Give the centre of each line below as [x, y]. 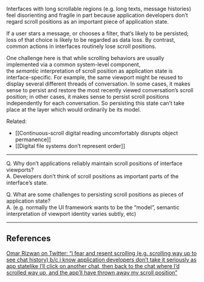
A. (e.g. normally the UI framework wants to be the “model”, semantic [93, 207]
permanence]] [33, 139]
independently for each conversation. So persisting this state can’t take [96, 103]
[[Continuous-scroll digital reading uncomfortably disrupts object [96, 133]
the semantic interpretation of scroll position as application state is [90, 71]
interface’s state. [27, 183]
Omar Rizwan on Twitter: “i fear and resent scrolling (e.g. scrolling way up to [102, 253]
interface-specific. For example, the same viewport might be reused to [95, 77]
